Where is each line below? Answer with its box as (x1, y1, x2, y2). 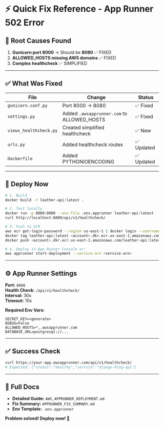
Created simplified (62, 124, 104, 131)
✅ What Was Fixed (5, 80, 62, 88)
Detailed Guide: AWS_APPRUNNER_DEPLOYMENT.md (12, 396, 105, 402)
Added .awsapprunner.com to (62, 110, 127, 117)
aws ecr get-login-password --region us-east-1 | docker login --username (5, 228, 161, 234)
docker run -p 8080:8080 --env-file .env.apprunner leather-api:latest (5, 211, 154, 216)
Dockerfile (7, 156, 33, 161)
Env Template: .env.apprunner (12, 406, 74, 412)
